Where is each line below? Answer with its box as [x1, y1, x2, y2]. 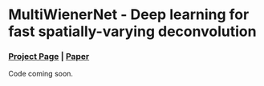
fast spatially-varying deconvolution [8, 22, 257, 41]
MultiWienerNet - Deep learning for [8, 6, 250, 24]
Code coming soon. [8, 69, 74, 79]
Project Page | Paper [8, 51, 90, 62]
